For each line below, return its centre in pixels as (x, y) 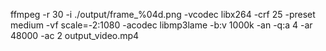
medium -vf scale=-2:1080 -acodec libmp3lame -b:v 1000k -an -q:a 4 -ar (161, 25)
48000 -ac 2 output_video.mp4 (75, 35)
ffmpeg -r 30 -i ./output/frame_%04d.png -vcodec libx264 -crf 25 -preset (163, 14)
